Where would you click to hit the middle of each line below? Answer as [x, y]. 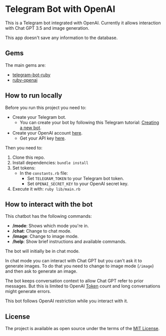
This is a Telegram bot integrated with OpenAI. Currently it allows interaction [83, 23]
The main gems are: [26, 65]
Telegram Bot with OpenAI [60, 9]
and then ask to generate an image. [41, 271]
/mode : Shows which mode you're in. [51, 226]
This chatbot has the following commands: [49, 216]
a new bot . [30, 128]
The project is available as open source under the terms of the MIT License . [83, 329]
